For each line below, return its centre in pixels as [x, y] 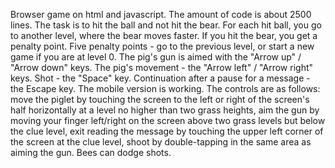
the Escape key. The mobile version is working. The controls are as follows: [165, 88]
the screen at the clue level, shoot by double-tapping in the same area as [161, 142]
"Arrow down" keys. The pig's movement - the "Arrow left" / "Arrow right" [162, 67]
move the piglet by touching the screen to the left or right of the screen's [160, 99]
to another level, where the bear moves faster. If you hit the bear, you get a [164, 35]
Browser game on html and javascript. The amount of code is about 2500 [161, 14]
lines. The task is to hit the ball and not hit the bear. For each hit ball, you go [166, 25]
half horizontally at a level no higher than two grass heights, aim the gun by [165, 110]
